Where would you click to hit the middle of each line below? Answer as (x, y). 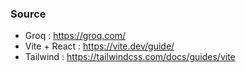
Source (28, 14)
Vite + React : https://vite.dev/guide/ (99, 46)
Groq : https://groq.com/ (75, 36)
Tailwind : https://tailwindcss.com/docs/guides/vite (130, 57)
